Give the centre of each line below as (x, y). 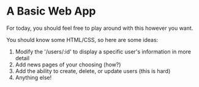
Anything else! (33, 77)
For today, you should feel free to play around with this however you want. (100, 28)
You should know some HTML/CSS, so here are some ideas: (82, 40)
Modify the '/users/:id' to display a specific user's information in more (103, 51)
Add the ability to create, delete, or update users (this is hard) (93, 71)
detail (22, 58)
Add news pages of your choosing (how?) (68, 64)
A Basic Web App (51, 11)
